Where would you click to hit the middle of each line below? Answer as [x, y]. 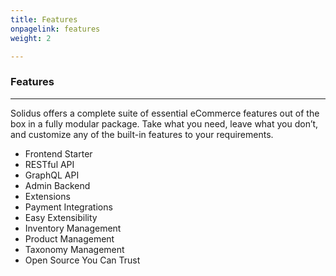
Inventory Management [73, 228]
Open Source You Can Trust [82, 260]
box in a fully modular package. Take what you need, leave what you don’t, [164, 123]
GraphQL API [52, 175]
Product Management [69, 238]
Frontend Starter [58, 153]
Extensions [47, 196]
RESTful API [49, 164]
